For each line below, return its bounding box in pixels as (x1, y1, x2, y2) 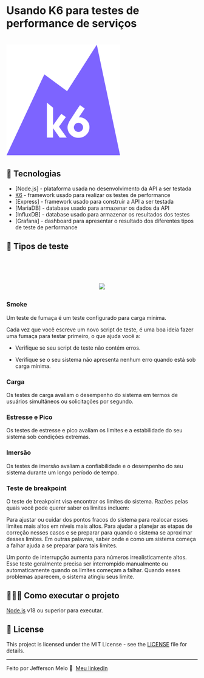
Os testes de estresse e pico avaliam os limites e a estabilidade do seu (6, 427, 183, 434)
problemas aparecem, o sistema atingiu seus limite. (6, 573, 135, 581)
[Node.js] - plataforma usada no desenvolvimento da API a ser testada (15, 185, 192, 192)
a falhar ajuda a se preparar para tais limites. (6, 542, 118, 549)
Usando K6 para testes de (6, 4, 140, 18)
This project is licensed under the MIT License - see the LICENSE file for (6, 640, 187, 648)
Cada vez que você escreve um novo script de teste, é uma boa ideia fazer (6, 326, 194, 333)
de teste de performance (15, 223, 78, 231)
